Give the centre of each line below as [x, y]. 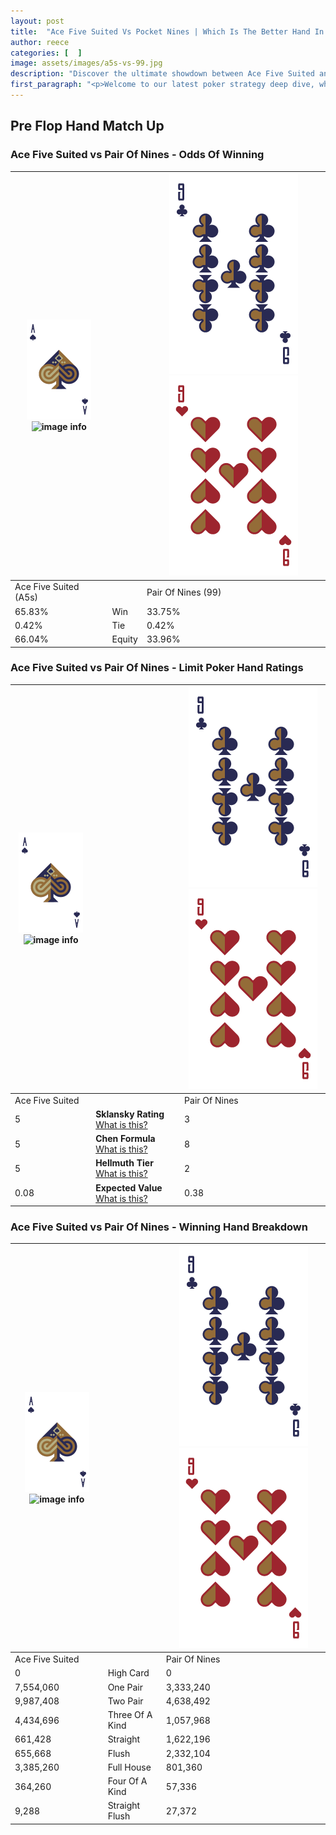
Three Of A [130, 1715]
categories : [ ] [46, 53]
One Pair [125, 1687]
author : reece [40, 42]
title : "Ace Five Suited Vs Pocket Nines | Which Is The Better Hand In [167, 31]
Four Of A [127, 1781]
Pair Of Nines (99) [184, 592]
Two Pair [125, 1701]
